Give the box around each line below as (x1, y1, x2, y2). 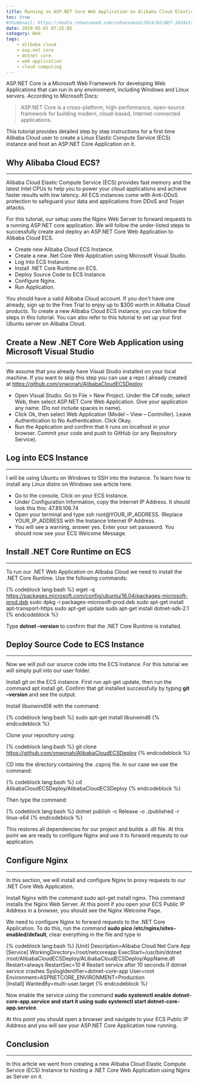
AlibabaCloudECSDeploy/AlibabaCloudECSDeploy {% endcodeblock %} (6, 785, 181, 792)
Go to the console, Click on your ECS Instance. (14, 492, 128, 499)
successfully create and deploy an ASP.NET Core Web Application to (6, 228, 174, 235)
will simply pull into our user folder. (6, 667, 91, 674)
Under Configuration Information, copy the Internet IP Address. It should (14, 498, 190, 505)
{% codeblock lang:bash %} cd (6, 779, 82, 786)
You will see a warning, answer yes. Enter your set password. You (14, 523, 175, 530)
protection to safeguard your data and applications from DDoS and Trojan (6, 198, 184, 205)
